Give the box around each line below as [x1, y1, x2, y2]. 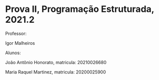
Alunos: [5, 50, 21, 56]
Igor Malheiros [5, 40, 35, 46]
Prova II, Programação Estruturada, [5, 3, 154, 15]
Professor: [5, 30, 27, 36]
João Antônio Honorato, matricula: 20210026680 [5, 59, 107, 65]
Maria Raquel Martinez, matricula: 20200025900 [5, 69, 106, 75]
